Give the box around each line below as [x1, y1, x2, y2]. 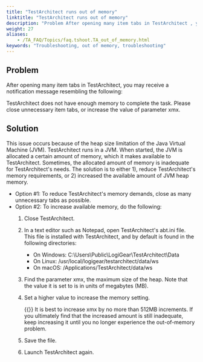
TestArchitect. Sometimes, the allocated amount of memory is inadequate [6, 159, 190, 166]
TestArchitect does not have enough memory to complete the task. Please [6, 99, 191, 107]
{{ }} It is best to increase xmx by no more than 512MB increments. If [24, 306, 193, 313]
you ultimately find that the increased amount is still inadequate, [24, 312, 184, 319]
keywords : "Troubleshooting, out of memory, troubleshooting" [6, 43, 166, 49]
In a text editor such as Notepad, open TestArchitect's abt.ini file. [24, 226, 186, 233]
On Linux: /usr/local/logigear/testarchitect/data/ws [33, 257, 159, 264]
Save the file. [24, 337, 57, 344]
